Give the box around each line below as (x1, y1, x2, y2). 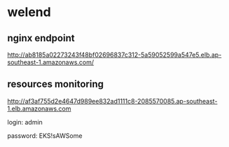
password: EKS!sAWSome (7, 131, 83, 140)
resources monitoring (7, 78, 104, 90)
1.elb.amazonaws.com (7, 104, 71, 113)
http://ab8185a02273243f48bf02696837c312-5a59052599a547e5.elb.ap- (7, 50, 222, 59)
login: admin (7, 118, 43, 126)
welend (7, 4, 51, 20)
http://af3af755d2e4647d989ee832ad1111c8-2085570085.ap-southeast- (7, 97, 218, 105)
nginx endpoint (7, 32, 75, 44)
